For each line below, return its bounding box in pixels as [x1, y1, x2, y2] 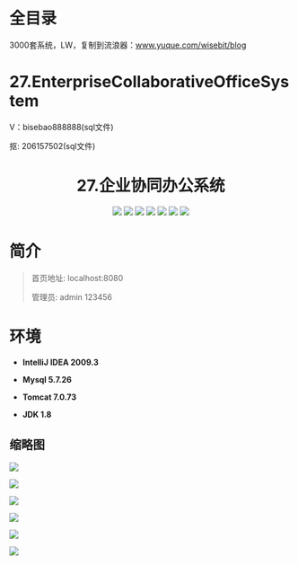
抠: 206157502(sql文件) [9, 140, 96, 151]
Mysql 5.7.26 [22, 374, 72, 384]
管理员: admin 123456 [31, 291, 112, 302]
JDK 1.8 [22, 409, 52, 419]
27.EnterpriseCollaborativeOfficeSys [9, 72, 290, 93]
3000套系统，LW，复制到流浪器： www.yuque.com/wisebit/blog [9, 40, 247, 50]
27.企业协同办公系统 [76, 176, 225, 196]
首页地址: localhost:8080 [31, 272, 124, 283]
